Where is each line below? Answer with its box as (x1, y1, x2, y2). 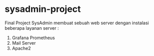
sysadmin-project (5, 3, 81, 15)
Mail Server (12, 40, 36, 46)
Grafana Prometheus (12, 35, 55, 41)
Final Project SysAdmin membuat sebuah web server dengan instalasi (5, 20, 149, 26)
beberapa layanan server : (5, 25, 59, 31)
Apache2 (12, 45, 31, 51)
